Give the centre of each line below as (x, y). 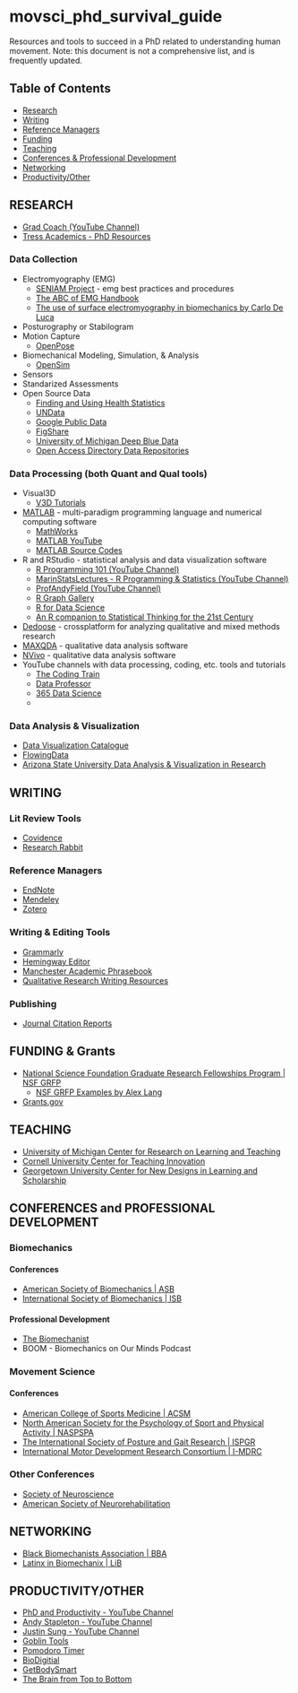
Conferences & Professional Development (99, 158)
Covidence (42, 838)
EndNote (38, 890)
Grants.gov (43, 1101)
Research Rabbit (52, 847)
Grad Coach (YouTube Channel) (81, 227)
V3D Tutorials (61, 503)
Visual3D (39, 493)
